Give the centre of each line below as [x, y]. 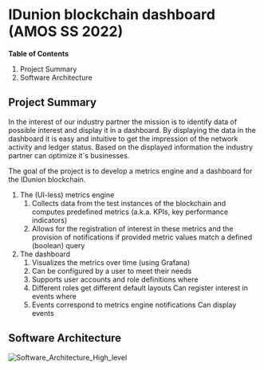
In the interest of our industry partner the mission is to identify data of [123, 122]
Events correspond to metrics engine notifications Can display [134, 305]
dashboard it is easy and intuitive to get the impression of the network [123, 138]
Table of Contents [39, 53]
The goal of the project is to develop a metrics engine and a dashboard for [130, 171]
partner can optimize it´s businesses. [69, 155]
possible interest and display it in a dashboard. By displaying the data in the [132, 130]
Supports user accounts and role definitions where [115, 279]
